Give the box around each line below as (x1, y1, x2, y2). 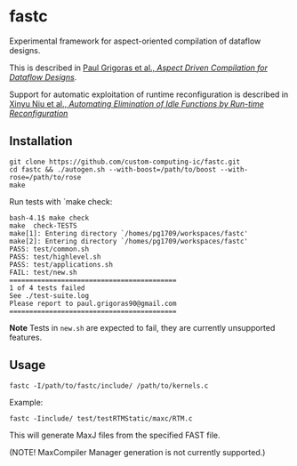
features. (9, 332, 43, 342)
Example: (9, 397, 44, 407)
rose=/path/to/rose (9, 173, 82, 181)
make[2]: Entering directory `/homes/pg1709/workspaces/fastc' (9, 237, 249, 245)
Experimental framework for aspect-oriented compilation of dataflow (9, 36, 261, 46)
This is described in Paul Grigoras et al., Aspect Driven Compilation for (9, 62, 269, 73)
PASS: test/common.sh (9, 245, 90, 253)
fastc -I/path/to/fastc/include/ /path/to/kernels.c (9, 381, 209, 390)
